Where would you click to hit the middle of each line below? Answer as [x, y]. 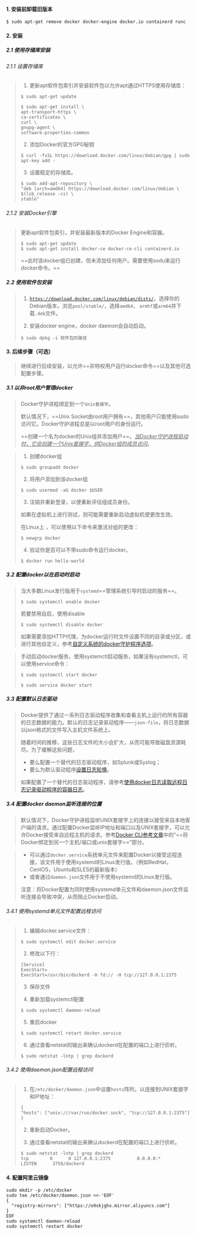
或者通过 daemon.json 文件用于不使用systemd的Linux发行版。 [102, 876]
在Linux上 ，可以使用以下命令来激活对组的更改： [80, 527]
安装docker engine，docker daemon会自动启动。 [89, 326]
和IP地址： [42, 1096]
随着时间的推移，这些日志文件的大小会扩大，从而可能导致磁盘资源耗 [103, 742]
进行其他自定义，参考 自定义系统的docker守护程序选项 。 [88, 643]
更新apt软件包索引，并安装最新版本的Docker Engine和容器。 [94, 232]
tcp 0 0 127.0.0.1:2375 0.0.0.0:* [91, 1159]
